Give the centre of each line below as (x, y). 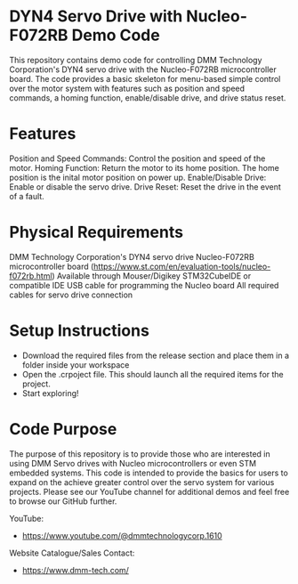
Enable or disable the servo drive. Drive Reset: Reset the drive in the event (145, 187)
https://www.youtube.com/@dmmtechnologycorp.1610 (122, 535)
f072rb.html (31, 276)
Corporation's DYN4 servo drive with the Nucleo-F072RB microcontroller (143, 69)
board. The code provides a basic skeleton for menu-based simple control (145, 78)
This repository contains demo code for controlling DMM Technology (136, 60)
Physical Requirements (97, 232)
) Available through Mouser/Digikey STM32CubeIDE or (152, 276)
